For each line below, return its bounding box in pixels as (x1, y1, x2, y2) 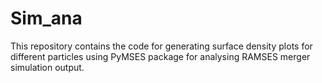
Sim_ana (10, 7, 83, 30)
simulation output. (10, 61, 85, 73)
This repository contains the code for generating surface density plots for (10, 40, 313, 52)
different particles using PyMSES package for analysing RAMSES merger (10, 50, 311, 62)
